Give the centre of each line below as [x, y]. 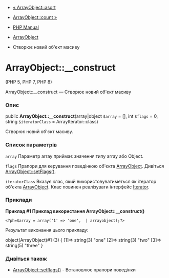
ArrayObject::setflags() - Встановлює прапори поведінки [74, 270]
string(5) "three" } [24, 245]
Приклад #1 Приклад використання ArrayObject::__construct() [75, 211]
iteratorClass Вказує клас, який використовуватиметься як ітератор [81, 181]
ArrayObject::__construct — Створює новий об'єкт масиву [68, 92]
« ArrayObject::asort [34, 7]
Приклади [19, 200]
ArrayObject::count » [35, 17]
